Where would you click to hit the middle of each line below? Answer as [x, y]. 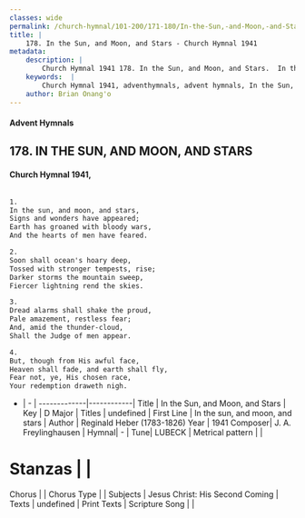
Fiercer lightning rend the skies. [77, 286]
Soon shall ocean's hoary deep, [70, 260]
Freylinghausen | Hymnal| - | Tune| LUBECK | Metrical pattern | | [143, 433]
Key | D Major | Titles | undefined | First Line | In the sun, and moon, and [157, 413]
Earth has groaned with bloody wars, [81, 227]
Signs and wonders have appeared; [75, 219]
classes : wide [36, 18]
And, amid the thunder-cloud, [67, 328]
